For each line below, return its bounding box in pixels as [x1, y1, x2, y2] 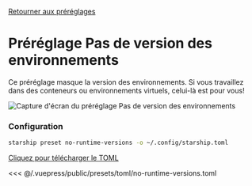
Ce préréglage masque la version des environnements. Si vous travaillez [8, 77, 244, 86]
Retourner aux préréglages [8, 7, 96, 16]
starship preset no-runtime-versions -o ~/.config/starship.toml [8, 139, 228, 147]
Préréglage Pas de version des [8, 35, 212, 52]
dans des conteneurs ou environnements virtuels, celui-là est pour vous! [8, 85, 245, 95]
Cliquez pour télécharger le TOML [8, 154, 119, 163]
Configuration [8, 120, 63, 131]
